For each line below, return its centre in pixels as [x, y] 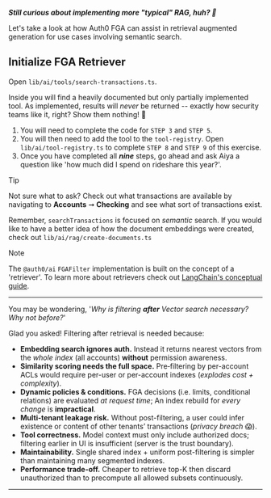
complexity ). [41, 383]
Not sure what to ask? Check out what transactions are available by [120, 196]
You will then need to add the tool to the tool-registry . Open [122, 138]
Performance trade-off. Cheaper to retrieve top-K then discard [125, 469]
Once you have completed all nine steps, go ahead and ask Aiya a [130, 156]
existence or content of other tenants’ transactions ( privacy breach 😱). [138, 426]
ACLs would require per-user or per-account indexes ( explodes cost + [137, 374]
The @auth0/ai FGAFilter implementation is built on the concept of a [121, 268]
